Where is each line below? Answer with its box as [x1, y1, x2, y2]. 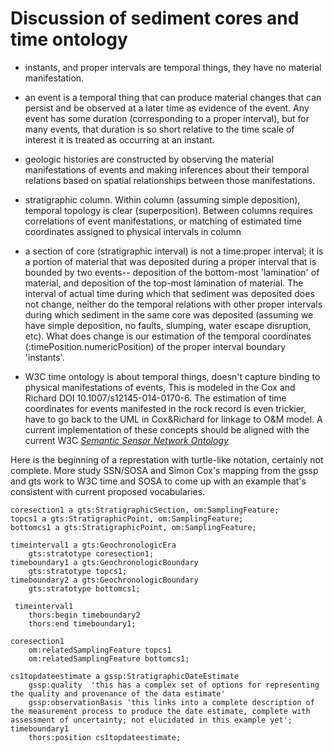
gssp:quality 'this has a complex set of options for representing [28, 680, 320, 690]
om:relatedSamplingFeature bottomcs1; [28, 653, 190, 664]
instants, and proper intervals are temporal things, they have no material [24, 61, 322, 73]
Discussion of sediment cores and [10, 7, 300, 30]
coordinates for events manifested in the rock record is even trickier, [24, 402, 307, 414]
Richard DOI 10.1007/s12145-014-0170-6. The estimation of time [24, 392, 287, 404]
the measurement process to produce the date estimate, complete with [10, 706, 311, 716]
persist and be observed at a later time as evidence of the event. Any [24, 102, 310, 114]
